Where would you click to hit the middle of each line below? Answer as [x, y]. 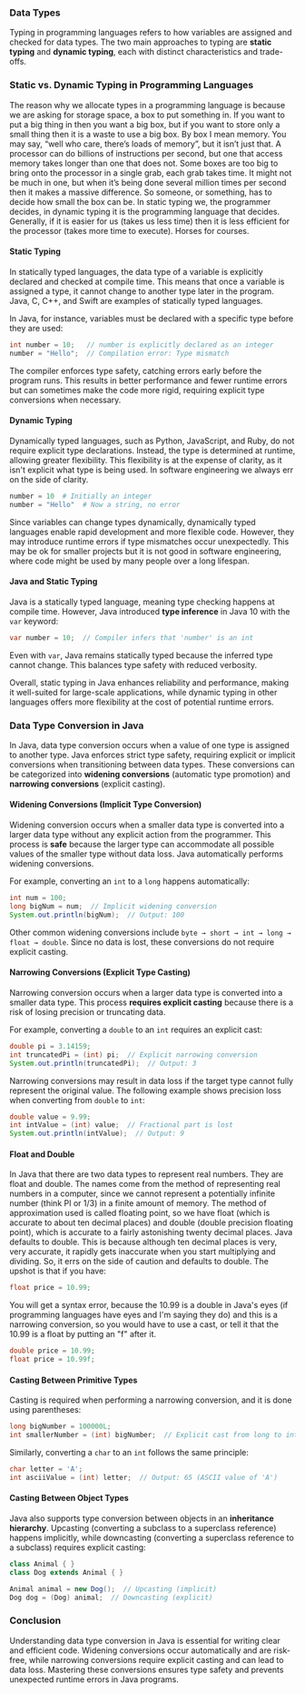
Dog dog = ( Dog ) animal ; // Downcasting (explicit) [111, 1598]
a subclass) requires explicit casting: [78, 1547]
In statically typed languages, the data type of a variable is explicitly [136, 271]
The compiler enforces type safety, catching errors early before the [136, 370]
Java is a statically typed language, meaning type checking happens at [142, 602]
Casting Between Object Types [69, 1498]
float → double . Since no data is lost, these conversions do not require [142, 942]
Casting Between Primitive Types [74, 1380]
